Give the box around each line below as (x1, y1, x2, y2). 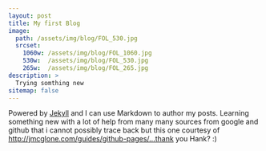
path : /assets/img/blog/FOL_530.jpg (15, 34, 138, 43)
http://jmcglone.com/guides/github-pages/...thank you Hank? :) (8, 134, 218, 144)
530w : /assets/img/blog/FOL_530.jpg (22, 57, 149, 65)
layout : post (8, 11, 52, 20)
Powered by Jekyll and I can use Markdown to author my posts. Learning (8, 108, 250, 118)
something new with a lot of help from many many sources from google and (8, 117, 259, 127)
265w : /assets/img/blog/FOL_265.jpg (22, 64, 149, 72)
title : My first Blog (8, 19, 81, 27)
